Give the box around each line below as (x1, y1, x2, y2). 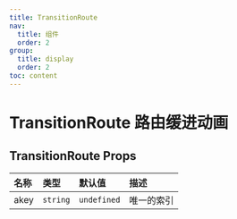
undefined (79, 194, 121, 205)
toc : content (9, 72, 58, 80)
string (42, 194, 71, 205)
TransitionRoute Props (9, 148, 137, 164)
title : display (17, 55, 74, 63)
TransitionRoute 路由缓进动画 (9, 113, 229, 132)
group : (9, 46, 34, 55)
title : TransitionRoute (9, 13, 98, 22)
